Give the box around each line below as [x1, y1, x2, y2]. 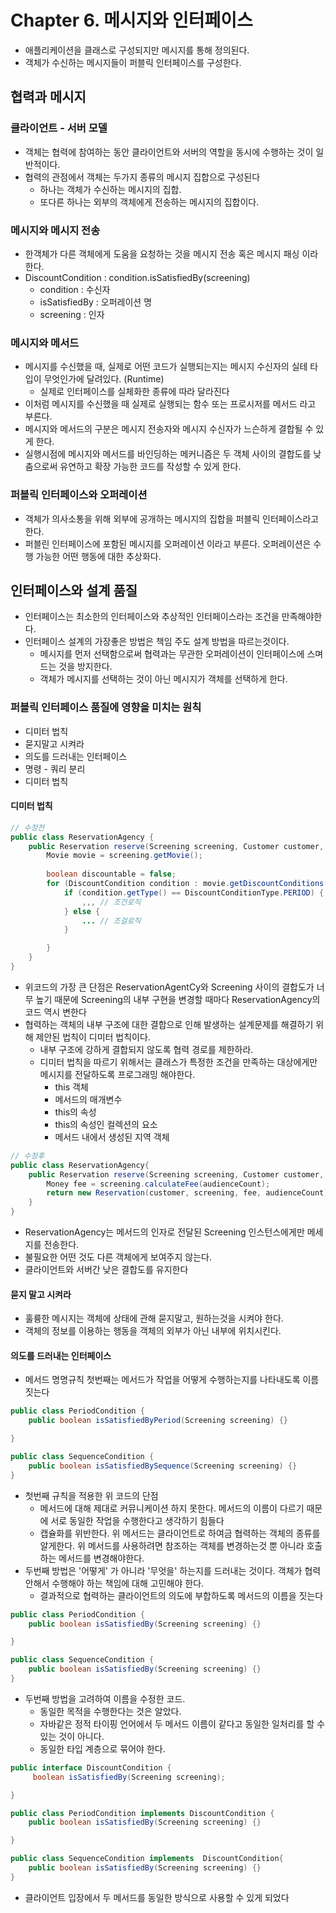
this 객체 [54, 1081, 89, 1093]
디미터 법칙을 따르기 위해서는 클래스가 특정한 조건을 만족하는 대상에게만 [39, 1056, 318, 1068]
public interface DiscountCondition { [10, 1762, 172, 1773]
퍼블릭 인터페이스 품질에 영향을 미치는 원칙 [10, 701, 202, 715]
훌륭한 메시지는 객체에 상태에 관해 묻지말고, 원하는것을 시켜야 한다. [24, 1312, 284, 1325]
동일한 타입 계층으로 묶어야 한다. [39, 1742, 166, 1755]
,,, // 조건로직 [81, 897, 142, 907]
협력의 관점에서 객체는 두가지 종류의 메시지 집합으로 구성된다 [24, 171, 261, 183]
